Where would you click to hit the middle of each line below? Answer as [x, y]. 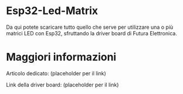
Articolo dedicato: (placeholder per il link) [56, 73]
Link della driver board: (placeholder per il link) [62, 85]
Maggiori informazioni [61, 57]
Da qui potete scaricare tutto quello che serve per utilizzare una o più [90, 27]
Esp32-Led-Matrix [52, 11]
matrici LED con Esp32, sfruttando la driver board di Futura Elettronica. [91, 33]
